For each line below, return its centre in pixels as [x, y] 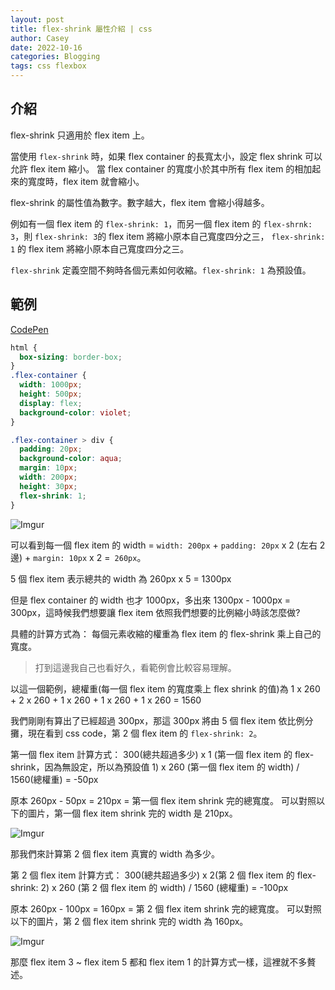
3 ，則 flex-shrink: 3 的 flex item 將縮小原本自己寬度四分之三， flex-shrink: [168, 236]
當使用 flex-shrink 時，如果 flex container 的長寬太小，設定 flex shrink [156, 156]
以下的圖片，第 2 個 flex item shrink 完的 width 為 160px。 [129, 921]
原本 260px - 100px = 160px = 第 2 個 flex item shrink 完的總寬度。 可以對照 [166, 908]
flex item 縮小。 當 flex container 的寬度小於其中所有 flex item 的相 [166, 168]
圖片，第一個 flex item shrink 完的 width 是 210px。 [132, 813]
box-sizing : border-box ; [71, 357]
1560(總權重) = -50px [54, 779]
